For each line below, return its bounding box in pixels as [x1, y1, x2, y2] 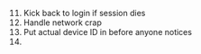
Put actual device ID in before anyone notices [23, 27, 193, 37]
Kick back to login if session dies [23, 8, 146, 18]
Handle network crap [23, 17, 103, 28]
